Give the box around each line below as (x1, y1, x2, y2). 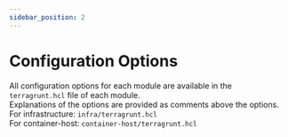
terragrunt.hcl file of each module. (9, 89, 140, 100)
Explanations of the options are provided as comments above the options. (9, 99, 280, 110)
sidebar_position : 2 (9, 12, 86, 22)
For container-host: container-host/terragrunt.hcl (9, 118, 197, 128)
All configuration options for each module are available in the (9, 80, 233, 91)
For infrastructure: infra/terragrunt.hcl (9, 108, 158, 119)
